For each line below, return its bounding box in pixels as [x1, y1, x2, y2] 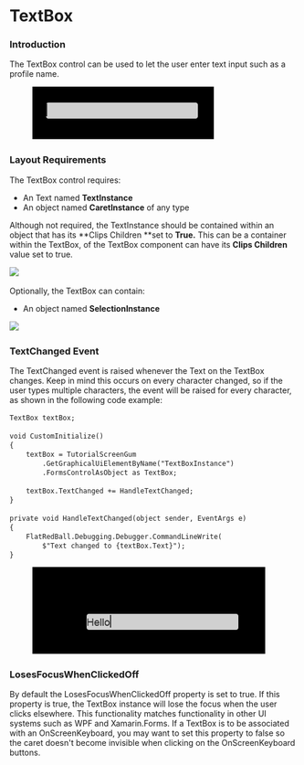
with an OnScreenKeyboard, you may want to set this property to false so [9, 728, 286, 738]
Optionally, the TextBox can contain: [9, 285, 145, 296]
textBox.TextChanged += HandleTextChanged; [26, 486, 194, 496]
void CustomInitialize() [9, 431, 104, 441]
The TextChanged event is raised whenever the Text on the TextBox [9, 366, 265, 377]
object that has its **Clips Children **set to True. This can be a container [9, 229, 287, 240]
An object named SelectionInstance [22, 303, 160, 313]
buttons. [9, 747, 41, 759]
